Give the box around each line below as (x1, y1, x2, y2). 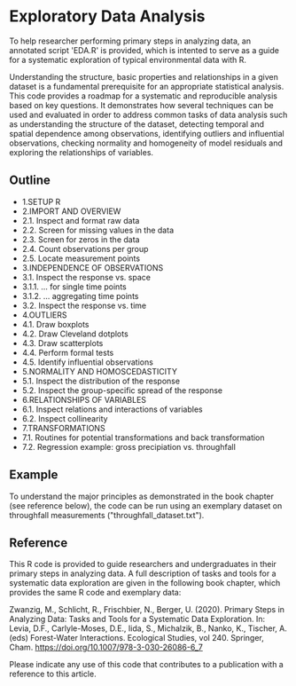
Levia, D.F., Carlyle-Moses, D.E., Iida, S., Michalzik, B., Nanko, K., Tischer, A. (9, 623, 288, 634)
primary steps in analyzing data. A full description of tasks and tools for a (9, 568, 277, 579)
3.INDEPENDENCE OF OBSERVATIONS (21, 262, 164, 272)
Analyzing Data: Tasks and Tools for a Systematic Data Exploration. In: (9, 614, 266, 625)
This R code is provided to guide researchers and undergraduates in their (9, 559, 277, 570)
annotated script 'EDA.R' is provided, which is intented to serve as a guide (9, 44, 279, 55)
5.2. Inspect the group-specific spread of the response (21, 384, 223, 396)
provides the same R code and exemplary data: (9, 587, 182, 598)
